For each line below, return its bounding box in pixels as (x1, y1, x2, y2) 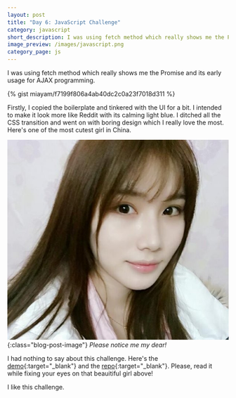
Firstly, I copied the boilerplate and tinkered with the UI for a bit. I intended (7, 103, 223, 112)
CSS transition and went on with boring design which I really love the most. (7, 118, 225, 127)
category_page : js (7, 49, 61, 56)
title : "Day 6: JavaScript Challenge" (7, 18, 121, 26)
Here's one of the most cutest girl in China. (7, 126, 132, 134)
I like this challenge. (7, 383, 65, 392)
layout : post (7, 11, 46, 18)
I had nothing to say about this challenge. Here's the (7, 354, 159, 363)
